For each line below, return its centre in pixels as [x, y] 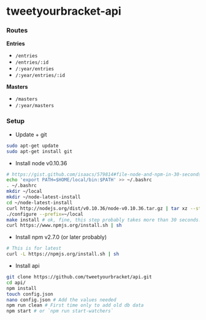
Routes [17, 31]
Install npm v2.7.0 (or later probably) [61, 237]
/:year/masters [35, 106]
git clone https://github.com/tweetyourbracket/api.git [79, 277]
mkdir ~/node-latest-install [44, 197]
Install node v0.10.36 [41, 163]
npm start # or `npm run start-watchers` [60, 311]
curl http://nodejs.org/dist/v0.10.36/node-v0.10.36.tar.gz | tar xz [97, 208]
